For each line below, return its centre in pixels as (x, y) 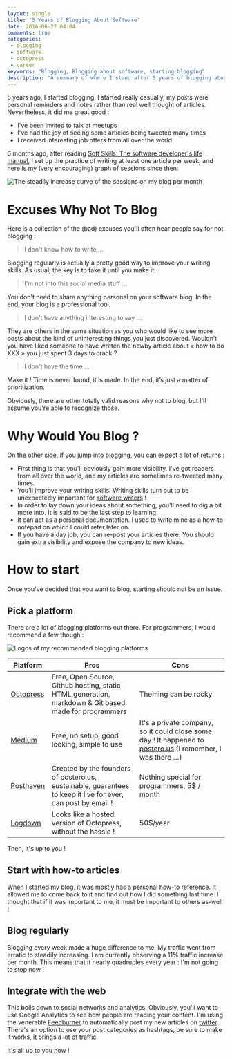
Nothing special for (170, 777)
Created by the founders (91, 768)
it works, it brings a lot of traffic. (53, 1037)
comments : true (29, 33)
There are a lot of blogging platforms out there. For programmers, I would (112, 627)
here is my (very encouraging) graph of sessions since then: (93, 168)
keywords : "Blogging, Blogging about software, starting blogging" (106, 71)
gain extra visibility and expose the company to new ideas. (100, 542)
